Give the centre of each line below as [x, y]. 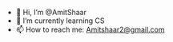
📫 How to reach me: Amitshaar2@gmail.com [91, 29]
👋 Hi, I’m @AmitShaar [51, 12]
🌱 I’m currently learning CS [60, 21]
